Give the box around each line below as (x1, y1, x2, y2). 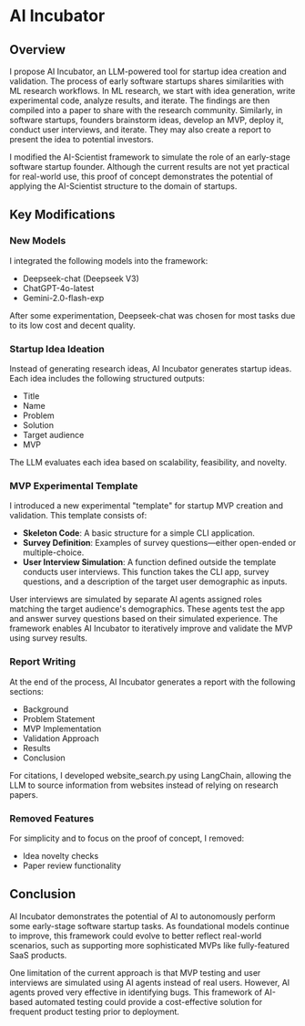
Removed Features (9, 811, 95, 824)
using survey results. (9, 633, 88, 644)
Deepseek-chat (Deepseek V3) (22, 273, 139, 284)
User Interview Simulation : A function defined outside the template (22, 557, 277, 568)
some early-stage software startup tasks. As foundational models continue (9, 920, 290, 931)
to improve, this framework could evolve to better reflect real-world (9, 930, 262, 941)
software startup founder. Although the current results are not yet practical (9, 162, 290, 172)
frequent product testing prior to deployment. (9, 1006, 180, 1017)
